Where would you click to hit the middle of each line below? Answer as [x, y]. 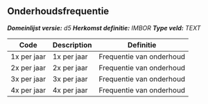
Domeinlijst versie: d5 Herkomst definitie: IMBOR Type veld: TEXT [104, 28]
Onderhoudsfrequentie [58, 11]
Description [72, 45]
